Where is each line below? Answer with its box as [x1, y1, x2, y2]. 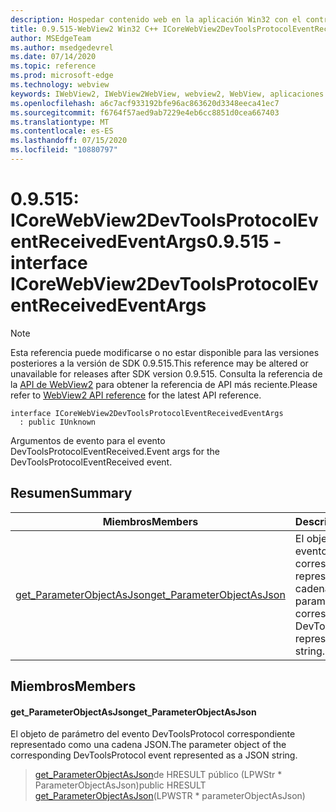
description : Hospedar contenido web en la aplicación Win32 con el [10, 14, 302, 25]
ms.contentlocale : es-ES [10, 126, 114, 136]
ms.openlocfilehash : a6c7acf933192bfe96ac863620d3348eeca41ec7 [10, 98, 280, 108]
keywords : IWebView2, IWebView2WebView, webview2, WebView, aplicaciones [10, 89, 325, 99]
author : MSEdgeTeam [10, 33, 92, 43]
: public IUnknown [19, 417, 97, 427]
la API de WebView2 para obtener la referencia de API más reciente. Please [10, 378, 318, 390]
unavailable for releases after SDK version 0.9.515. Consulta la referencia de [10, 367, 323, 380]
